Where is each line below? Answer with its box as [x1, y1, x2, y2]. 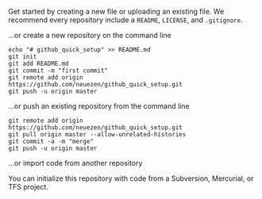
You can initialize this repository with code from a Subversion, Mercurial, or [8, 174, 254, 183]
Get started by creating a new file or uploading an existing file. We [8, 7, 225, 16]
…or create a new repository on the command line [8, 31, 172, 40]
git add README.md [8, 59, 69, 67]
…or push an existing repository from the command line [8, 101, 190, 110]
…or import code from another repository [8, 159, 143, 167]
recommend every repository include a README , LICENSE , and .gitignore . [8, 15, 244, 25]
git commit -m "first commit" [8, 67, 109, 75]
